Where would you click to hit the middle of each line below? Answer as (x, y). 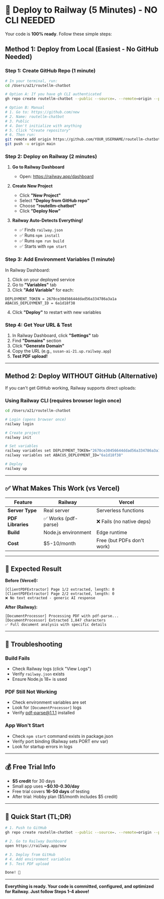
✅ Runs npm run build (42, 241)
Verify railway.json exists (38, 674)
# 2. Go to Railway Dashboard (36, 841)
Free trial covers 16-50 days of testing (51, 792)
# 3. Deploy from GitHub (30, 855)
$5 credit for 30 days (33, 781)
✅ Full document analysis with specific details (56, 625)
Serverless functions (120, 510)
